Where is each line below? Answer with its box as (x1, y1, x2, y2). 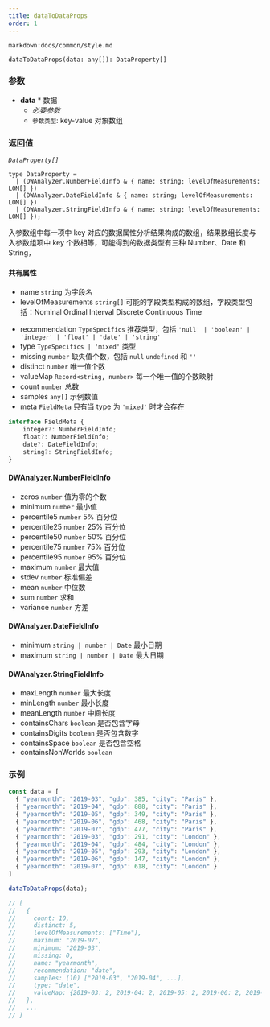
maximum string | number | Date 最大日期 (19, 650, 165, 660)
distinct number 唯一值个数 (19, 361, 106, 371)
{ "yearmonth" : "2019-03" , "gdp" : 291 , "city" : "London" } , (15, 832, 221, 841)
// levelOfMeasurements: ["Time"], (8, 929, 142, 938)
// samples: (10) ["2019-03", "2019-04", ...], (8, 974, 185, 982)
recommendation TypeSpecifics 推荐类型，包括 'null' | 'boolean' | (19, 324, 251, 334)
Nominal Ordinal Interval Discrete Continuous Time (34, 307, 202, 317)
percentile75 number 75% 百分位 (19, 542, 126, 551)
